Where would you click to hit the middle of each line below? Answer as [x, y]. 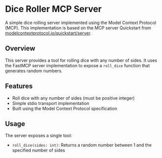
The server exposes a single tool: [39, 135]
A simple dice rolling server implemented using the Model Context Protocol [81, 23]
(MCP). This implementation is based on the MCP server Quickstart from [78, 27]
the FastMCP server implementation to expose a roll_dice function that [78, 65]
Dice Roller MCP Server [53, 9]
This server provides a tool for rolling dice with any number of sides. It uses [81, 60]
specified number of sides [38, 150]
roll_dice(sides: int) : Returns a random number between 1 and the [82, 145]
